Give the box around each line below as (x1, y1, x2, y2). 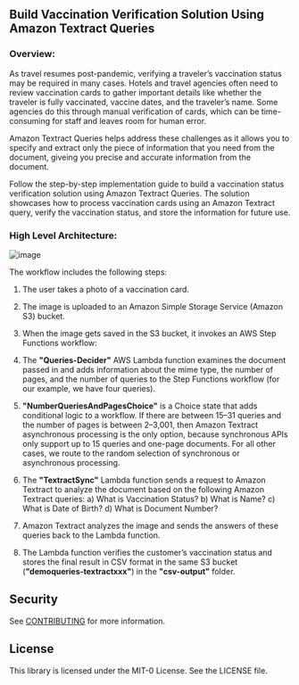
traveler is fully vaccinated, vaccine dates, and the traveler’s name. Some (9, 96, 278, 107)
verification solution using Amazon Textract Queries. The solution (9, 187, 250, 199)
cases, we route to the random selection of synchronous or (21, 448, 240, 458)
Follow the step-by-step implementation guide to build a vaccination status (9, 178, 285, 189)
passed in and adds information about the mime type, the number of (21, 364, 274, 375)
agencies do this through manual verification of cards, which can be (9, 106, 260, 117)
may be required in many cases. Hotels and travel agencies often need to (9, 78, 278, 88)
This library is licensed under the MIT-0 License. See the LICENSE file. (9, 664, 268, 676)
